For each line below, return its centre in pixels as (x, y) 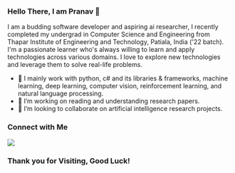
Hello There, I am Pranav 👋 (54, 11)
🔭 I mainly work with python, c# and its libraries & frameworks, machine (123, 78)
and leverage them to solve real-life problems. (75, 65)
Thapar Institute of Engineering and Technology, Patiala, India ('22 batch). (116, 42)
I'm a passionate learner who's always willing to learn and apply (101, 50)
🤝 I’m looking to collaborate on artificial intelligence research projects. (120, 109)
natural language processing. (61, 94)
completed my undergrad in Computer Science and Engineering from (109, 34)
